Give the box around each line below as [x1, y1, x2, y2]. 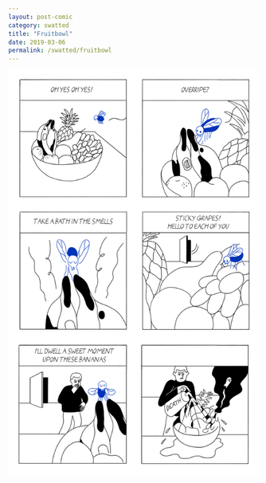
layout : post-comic [8, 13, 73, 21]
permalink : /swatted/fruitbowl [8, 46, 112, 55]
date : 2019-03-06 [8, 38, 66, 46]
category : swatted [8, 21, 69, 29]
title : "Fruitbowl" [8, 29, 73, 37]
